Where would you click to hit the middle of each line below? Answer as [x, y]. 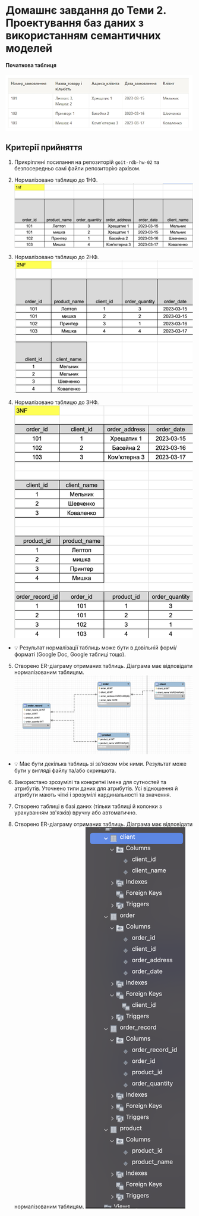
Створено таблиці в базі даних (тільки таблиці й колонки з [88, 806]
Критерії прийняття [44, 147]
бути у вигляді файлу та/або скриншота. [65, 770]
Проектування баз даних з [75, 23]
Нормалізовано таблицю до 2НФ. [56, 257]
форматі [25, 654]
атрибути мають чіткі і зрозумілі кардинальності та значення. [93, 794]
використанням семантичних [83, 36]
